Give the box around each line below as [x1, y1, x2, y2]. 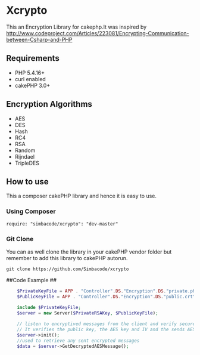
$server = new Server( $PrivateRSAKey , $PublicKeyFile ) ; [17, 310, 159, 316]
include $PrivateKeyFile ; [17, 304, 82, 310]
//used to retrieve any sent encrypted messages [17, 338, 140, 344]
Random [14, 147, 36, 154]
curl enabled [14, 75, 46, 82]
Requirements [6, 53, 60, 63]
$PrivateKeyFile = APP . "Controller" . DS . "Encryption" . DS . [17, 288, 167, 294]
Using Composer [6, 207, 56, 215]
